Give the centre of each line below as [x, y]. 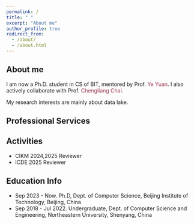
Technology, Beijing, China [48, 202]
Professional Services [48, 121]
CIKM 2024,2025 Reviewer [48, 156]
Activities [25, 141]
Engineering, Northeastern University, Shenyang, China [83, 214]
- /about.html [29, 46]
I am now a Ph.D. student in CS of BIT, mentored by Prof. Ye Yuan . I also [95, 84]
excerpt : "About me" [32, 23]
